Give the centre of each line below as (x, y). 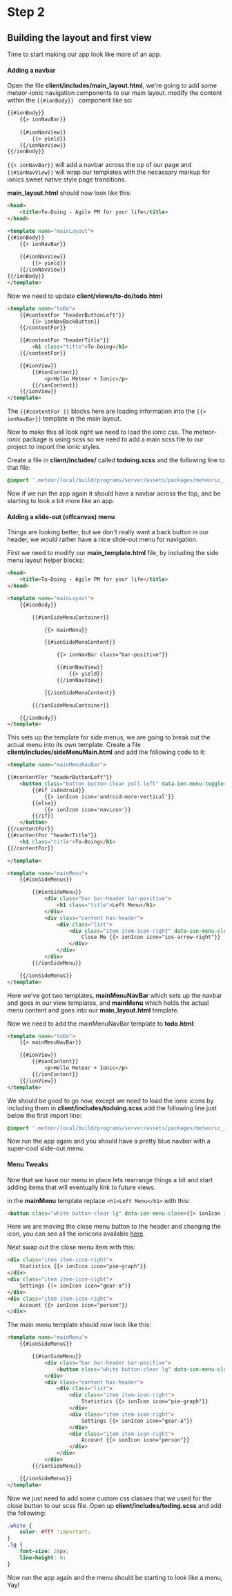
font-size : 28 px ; (45, 1552)
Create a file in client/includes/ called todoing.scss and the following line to (116, 460)
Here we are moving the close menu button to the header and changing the (114, 1227)
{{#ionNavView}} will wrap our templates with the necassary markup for (109, 172)
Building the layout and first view (79, 38)
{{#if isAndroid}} (58, 790)
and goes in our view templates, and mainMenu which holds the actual (108, 1003)
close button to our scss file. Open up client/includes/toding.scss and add (114, 1505)
